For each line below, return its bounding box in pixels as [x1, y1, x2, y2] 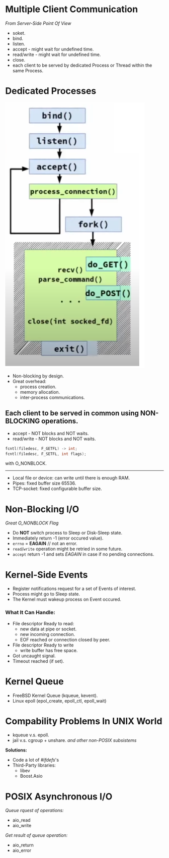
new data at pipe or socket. [20, 626, 77, 632]
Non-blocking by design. [12, 372, 64, 379]
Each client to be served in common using [5, 409, 139, 417]
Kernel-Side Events [5, 569, 88, 580]
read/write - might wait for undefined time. [12, 51, 101, 58]
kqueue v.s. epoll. [12, 732, 49, 738]
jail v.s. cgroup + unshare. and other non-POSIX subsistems [12, 737, 137, 743]
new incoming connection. [20, 631, 75, 637]
